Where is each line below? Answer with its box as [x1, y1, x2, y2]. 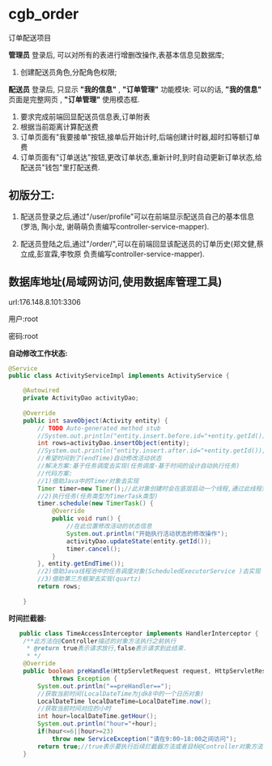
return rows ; [37, 583, 82, 591]
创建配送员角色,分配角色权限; [19, 66, 117, 77]
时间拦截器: [8, 613, 47, 623]
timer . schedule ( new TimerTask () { [37, 499, 154, 507]
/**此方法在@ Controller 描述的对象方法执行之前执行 [23, 637, 176, 645]
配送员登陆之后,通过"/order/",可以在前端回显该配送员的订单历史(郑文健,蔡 [19, 238, 264, 248]
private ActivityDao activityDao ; [23, 394, 139, 402]
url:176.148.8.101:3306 [8, 297, 81, 306]
